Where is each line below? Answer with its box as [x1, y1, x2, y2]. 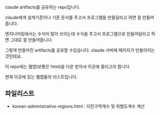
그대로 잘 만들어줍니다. [10, 37, 53, 43]
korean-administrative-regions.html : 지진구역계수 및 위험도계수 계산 [12, 103, 145, 109]
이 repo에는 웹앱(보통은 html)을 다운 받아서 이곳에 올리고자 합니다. [5, 64, 131, 69]
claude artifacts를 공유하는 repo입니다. [5, 4, 80, 10]
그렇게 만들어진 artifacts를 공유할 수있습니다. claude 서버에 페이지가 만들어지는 [5, 48, 155, 53]
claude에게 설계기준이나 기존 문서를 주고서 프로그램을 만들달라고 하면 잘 [5, 15, 142, 20]
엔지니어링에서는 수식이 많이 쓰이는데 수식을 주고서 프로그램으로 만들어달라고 [5, 31, 150, 36]
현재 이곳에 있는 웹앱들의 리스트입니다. [5, 74, 78, 80]
